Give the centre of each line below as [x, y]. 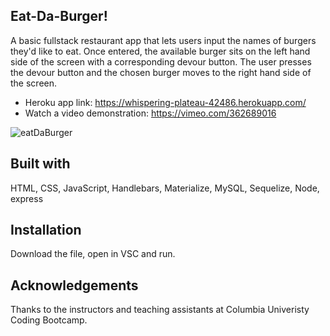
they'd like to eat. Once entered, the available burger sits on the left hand [160, 51]
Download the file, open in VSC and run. [93, 254]
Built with [40, 164]
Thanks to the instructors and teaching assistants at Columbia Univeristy [160, 310]
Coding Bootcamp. [49, 320]
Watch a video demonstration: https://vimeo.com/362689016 [150, 113]
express [27, 198]
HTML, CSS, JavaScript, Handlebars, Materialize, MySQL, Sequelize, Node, [165, 188]
